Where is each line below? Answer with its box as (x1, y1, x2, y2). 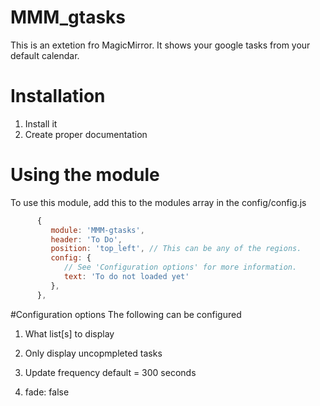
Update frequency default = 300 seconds (24, 366, 197, 378)
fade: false (24, 386, 70, 398)
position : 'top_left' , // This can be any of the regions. (50, 244, 302, 254)
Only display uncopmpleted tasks (24, 347, 163, 359)
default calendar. (10, 49, 80, 61)
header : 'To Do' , (50, 234, 123, 245)
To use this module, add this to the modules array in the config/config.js (10, 196, 307, 208)
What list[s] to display (24, 327, 115, 340)
